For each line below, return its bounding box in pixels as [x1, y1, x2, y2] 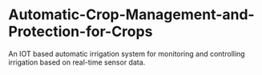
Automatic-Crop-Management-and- [8, 6, 255, 24]
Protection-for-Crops [8, 22, 153, 41]
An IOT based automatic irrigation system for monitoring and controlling [8, 49, 246, 58]
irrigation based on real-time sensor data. [8, 57, 146, 67]
